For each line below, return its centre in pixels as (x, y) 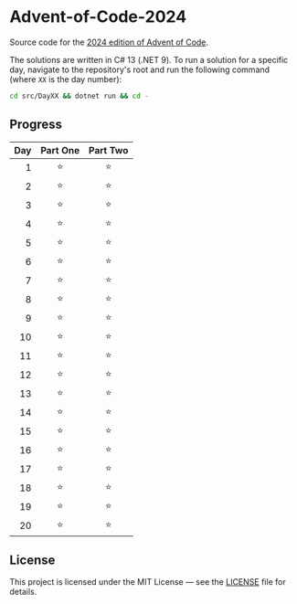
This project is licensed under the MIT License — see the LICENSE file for (148, 582)
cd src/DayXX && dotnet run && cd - (79, 96)
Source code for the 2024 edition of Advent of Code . (109, 42)
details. (23, 592)
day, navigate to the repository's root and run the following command (140, 69)
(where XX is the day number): (66, 79)
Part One (60, 150)
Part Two (108, 150)
